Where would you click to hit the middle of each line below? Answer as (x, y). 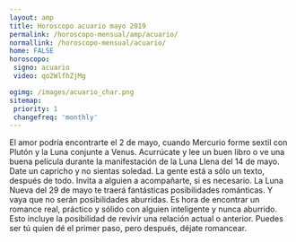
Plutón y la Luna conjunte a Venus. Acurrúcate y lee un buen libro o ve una (147, 152)
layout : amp (31, 17)
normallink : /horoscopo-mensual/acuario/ (88, 43)
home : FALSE (31, 51)
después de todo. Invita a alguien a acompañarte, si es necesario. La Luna (147, 181)
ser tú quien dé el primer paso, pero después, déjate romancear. (128, 229)
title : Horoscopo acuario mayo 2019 (78, 26)
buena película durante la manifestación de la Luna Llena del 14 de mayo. (144, 161)
